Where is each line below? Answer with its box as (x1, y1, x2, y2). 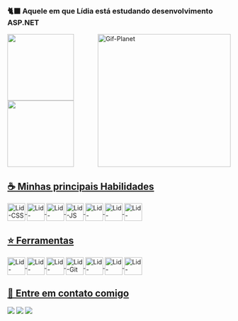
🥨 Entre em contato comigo (7, 288, 130, 300)
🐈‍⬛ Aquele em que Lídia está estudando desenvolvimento (7, 6, 213, 16)
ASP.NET (7, 17, 40, 27)
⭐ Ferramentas (7, 235, 74, 247)
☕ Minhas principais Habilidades (7, 180, 154, 193)
